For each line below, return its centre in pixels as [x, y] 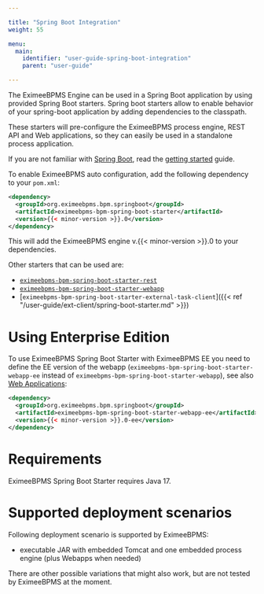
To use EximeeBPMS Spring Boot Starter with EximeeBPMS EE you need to [129, 359]
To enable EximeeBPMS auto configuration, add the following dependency [128, 174]
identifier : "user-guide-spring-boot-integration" [107, 59]
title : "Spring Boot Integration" [65, 22]
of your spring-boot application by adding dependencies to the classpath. [128, 112]
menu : [17, 44]
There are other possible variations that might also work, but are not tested [129, 573]
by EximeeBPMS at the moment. [60, 581]
